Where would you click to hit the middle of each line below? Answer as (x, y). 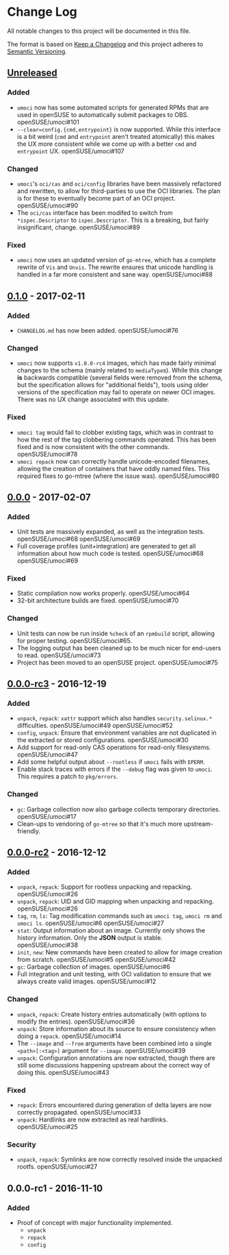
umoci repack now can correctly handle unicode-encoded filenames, (113, 461)
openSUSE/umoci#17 (46, 816)
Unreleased (32, 73)
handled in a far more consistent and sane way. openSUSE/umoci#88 (115, 275)
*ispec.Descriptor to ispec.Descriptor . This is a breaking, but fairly (113, 220)
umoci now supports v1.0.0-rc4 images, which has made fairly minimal (117, 363)
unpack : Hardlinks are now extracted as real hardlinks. (92, 1119)
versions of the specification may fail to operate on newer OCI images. (116, 392)
